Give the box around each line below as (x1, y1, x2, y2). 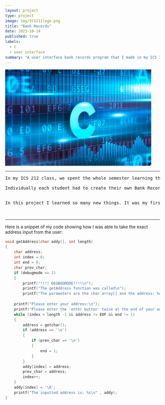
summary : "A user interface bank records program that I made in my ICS (5, 55, 157, 60)
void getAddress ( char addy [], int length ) (5, 239, 93, 244)
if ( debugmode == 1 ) (14, 270, 56, 275)
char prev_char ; (14, 265, 48, 270)
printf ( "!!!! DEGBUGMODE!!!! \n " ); (23, 281, 93, 286)
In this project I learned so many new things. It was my (5, 200, 148, 205)
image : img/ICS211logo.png (5, 18, 60, 23)
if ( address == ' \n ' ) (23, 327, 67, 333)
